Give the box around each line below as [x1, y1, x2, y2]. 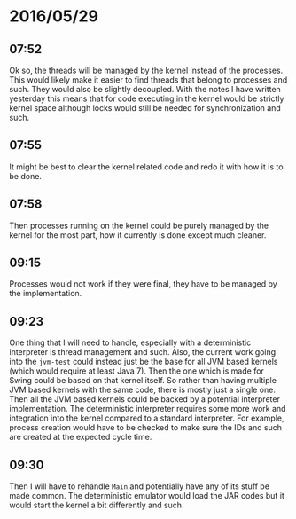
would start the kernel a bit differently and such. [9, 499, 184, 511]
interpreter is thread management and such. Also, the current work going [9, 347, 277, 358]
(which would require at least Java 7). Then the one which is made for [9, 366, 264, 376]
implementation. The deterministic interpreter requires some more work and [9, 404, 286, 414]
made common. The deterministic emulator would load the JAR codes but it [9, 491, 285, 501]
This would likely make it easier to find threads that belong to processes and [9, 75, 288, 85]
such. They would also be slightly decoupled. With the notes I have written [9, 84, 281, 94]
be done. [9, 170, 43, 181]
